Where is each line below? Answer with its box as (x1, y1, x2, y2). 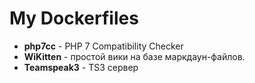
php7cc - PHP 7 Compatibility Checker (23, 40, 184, 52)
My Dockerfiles (9, 7, 139, 30)
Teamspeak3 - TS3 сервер (23, 61, 139, 73)
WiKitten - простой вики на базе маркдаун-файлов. (23, 50, 246, 62)
